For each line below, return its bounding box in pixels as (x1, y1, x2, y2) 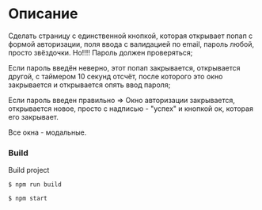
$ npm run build (8, 181, 62, 189)
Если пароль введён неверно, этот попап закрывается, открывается (8, 63, 241, 72)
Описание (8, 5, 78, 23)
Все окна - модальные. (8, 128, 87, 137)
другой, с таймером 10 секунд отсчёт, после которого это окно (8, 71, 223, 81)
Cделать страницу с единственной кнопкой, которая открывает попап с (8, 31, 253, 40)
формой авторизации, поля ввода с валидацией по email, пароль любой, (8, 39, 255, 48)
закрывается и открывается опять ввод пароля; (8, 80, 171, 90)
